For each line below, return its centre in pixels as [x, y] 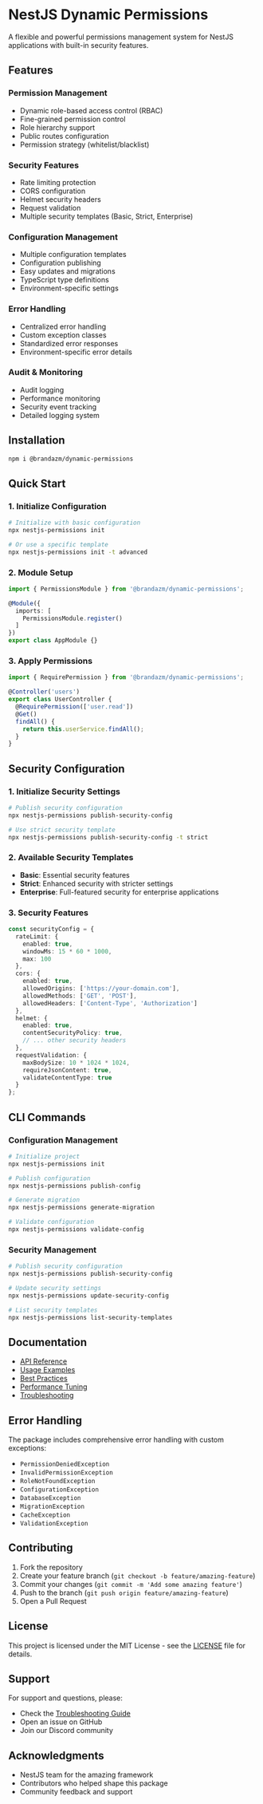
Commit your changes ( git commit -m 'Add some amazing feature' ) [131, 1584]
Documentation [48, 1342]
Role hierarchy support [57, 127]
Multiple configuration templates [73, 255]
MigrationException [52, 1507]
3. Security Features [49, 913]
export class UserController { [60, 700]
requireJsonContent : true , [67, 1070]
